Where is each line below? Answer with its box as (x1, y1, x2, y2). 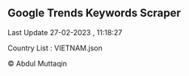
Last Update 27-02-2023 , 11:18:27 (7, 27, 123, 37)
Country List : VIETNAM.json (7, 43, 103, 53)
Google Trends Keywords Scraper (7, 6, 181, 20)
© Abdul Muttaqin (7, 58, 68, 68)
